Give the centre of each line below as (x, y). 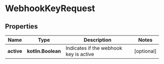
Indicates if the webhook (94, 48)
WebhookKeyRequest (50, 8)
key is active (80, 54)
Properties (21, 26)
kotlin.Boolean (44, 51)
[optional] (145, 51)
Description (98, 40)
